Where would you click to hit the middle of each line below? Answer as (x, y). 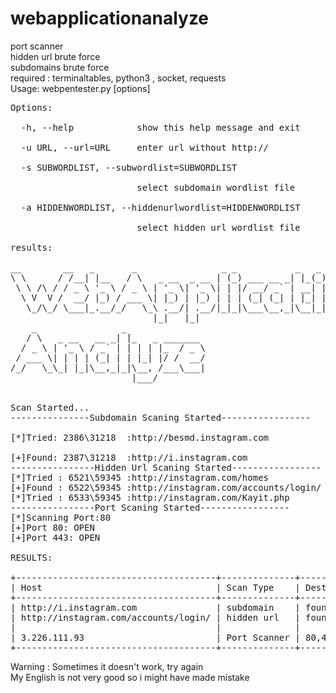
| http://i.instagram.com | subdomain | (155, 607)
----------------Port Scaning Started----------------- (150, 507)
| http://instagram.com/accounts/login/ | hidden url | (155, 617)
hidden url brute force (55, 56)
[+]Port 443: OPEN (55, 537)
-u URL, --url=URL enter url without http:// (145, 147)
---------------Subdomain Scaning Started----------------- (161, 417)
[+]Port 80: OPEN (52, 527)
